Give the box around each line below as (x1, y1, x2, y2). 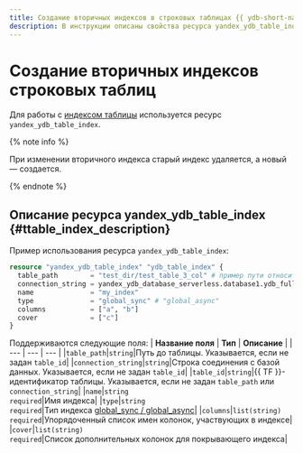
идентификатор (9, 376, 69, 387)
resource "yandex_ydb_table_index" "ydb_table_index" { (9, 263, 224, 272)
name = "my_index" (17, 288, 140, 297)
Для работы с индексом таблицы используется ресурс (9, 109, 223, 120)
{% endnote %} (9, 181, 68, 192)
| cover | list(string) (9, 424, 84, 435)
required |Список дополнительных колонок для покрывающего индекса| (9, 434, 289, 445)
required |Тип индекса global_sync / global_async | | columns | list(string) (9, 405, 282, 416)
